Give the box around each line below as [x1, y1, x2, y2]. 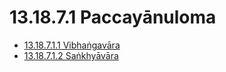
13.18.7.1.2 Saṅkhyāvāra [23, 49, 119, 61]
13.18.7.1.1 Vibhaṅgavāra [23, 39, 121, 51]
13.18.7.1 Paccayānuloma [9, 6, 217, 29]
